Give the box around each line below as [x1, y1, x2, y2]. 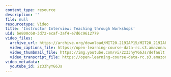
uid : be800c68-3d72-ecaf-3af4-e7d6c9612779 [5, 31, 99, 36]
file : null [5, 17, 28, 22]
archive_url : [10, 41, 38, 46]
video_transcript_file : [10, 54, 60, 60]
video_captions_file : [10, 45, 56, 50]
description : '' [5, 12, 40, 17]
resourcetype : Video [5, 21, 49, 27]
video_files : [5, 36, 33, 41]
